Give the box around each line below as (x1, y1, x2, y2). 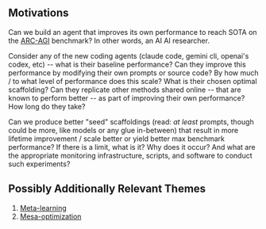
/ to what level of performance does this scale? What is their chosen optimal (8, 76, 257, 86)
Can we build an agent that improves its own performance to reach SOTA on (8, 27, 257, 36)
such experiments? (8, 158, 71, 169)
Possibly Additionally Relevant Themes (8, 182, 206, 196)
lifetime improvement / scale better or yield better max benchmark (8, 134, 225, 143)
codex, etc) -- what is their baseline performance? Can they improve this (8, 59, 246, 69)
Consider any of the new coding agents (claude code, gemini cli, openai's (8, 51, 249, 60)
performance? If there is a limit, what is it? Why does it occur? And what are (8, 142, 256, 151)
